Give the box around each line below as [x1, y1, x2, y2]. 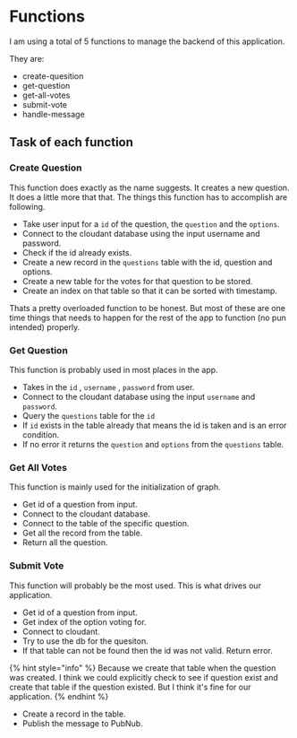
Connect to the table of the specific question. [21, 518, 190, 529]
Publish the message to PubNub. [21, 717, 143, 728]
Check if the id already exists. [21, 247, 132, 257]
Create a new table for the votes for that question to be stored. [21, 275, 253, 286]
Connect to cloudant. [21, 626, 100, 637]
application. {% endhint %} [9, 690, 109, 701]
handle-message [21, 109, 85, 119]
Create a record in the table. [21, 708, 126, 719]
